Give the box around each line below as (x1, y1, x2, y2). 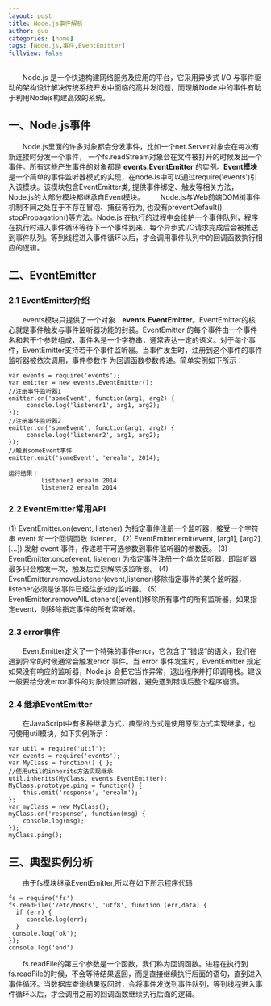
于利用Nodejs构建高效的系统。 (8, 93, 110, 102)
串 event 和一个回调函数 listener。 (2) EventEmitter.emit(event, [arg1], (8, 533, 239, 543)
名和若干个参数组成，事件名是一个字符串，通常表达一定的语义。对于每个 (8, 335, 248, 344)
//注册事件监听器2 (8, 417, 62, 425)
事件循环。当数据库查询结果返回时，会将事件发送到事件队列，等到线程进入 (8, 979, 256, 989)
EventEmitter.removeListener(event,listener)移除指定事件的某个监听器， (8, 574, 246, 583)
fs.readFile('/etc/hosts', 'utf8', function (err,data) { (8, 902, 207, 910)
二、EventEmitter (8, 268, 97, 283)
